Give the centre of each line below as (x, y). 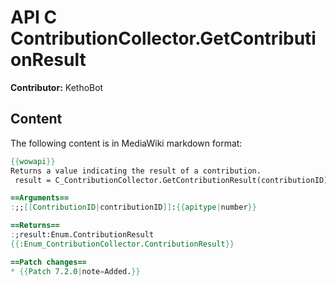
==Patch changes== (48, 262)
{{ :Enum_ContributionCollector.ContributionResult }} (122, 244)
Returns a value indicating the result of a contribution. (136, 171)
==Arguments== (40, 198)
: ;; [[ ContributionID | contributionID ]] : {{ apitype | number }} (133, 207)
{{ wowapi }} (33, 161)
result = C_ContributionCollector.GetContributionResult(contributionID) (171, 180)
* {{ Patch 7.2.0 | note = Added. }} (75, 271)
